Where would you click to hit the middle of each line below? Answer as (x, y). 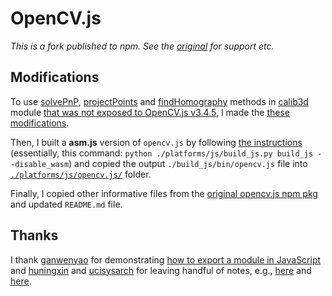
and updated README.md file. (66, 204)
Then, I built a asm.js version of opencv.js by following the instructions (156, 142)
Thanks (34, 235)
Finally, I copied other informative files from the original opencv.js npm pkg (164, 193)
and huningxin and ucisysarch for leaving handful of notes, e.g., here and (161, 270)
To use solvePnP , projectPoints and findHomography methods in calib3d (159, 101)
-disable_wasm (40, 164)
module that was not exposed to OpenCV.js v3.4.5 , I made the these (150, 112)
